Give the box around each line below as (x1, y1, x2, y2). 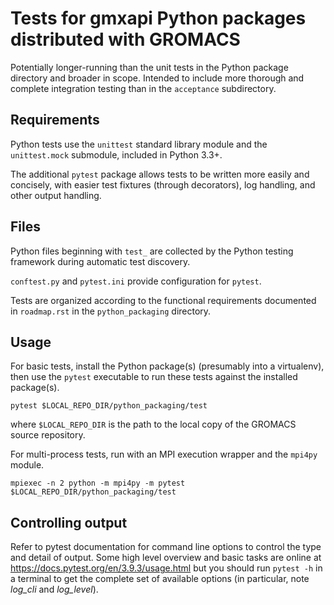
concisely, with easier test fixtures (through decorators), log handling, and (10, 178, 316, 191)
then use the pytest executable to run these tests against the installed (10, 371, 298, 383)
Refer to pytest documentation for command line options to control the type (10, 541, 322, 553)
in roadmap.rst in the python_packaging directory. (10, 305, 212, 317)
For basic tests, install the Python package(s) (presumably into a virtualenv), (10, 360, 325, 372)
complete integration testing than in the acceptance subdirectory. (10, 82, 277, 94)
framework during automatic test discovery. (10, 255, 191, 267)
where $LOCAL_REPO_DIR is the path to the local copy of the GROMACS (10, 418, 297, 431)
